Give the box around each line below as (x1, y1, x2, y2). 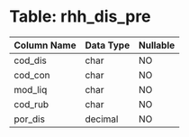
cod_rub (13, 97, 49, 110)
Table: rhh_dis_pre (9, 6, 151, 27)
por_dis (13, 113, 45, 125)
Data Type (85, 39, 130, 51)
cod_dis (13, 54, 47, 67)
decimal (85, 113, 119, 125)
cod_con (13, 68, 51, 81)
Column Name (13, 39, 76, 51)
